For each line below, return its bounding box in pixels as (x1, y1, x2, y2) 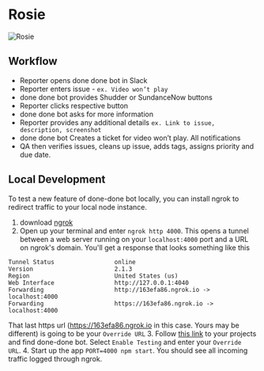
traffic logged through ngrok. (8, 354, 103, 363)
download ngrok (19, 218, 74, 227)
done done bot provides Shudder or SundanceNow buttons (19, 93, 213, 102)
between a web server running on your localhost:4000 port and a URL (19, 234, 249, 244)
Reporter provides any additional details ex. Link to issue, (19, 117, 216, 127)
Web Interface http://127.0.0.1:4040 (8, 278, 190, 286)
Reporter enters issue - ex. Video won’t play (19, 84, 168, 93)
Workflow (8, 55, 58, 68)
